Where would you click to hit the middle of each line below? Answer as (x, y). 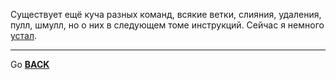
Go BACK (30, 64)
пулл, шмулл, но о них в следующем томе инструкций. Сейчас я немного (167, 25)
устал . (24, 35)
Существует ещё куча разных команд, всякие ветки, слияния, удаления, (166, 14)
